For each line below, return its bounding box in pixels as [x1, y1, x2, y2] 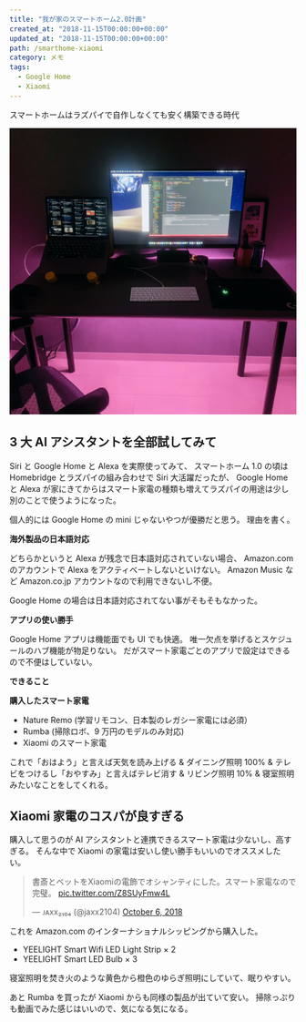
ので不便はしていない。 [9, 656, 97, 667]
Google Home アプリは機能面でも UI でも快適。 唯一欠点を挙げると [9, 633, 262, 644]
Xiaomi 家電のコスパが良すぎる [9, 808, 185, 823]
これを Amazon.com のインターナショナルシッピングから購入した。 [9, 925, 263, 937]
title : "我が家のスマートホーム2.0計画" [9, 15, 147, 24]
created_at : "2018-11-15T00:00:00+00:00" [9, 24, 169, 34]
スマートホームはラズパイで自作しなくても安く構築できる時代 [9, 109, 240, 120]
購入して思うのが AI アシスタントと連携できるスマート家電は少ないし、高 [9, 834, 284, 845]
